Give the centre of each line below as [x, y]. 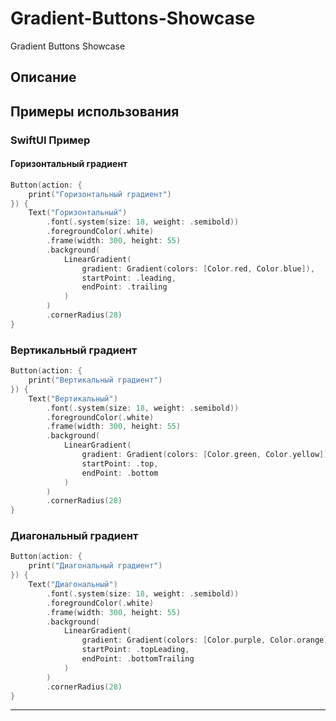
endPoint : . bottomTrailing [138, 659]
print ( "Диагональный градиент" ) [95, 566]
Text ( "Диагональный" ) [73, 585]
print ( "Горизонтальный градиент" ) [100, 194]
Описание [43, 77]
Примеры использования [95, 111]
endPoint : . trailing [124, 287]
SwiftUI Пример [50, 140]
